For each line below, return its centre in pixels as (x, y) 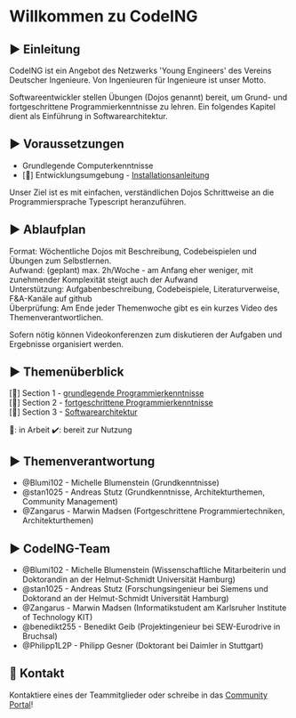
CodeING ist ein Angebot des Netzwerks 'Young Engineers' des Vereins (140, 70)
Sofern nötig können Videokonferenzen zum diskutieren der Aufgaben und (146, 335)
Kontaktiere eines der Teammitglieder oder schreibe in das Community (139, 695)
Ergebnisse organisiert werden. (67, 343)
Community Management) (70, 502)
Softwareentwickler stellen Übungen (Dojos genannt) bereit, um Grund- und (148, 97)
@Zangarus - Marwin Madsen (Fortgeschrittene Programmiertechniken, (153, 511)
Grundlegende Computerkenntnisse (88, 165)
